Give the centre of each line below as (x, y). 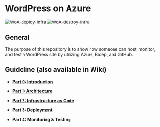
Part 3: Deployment (32, 110)
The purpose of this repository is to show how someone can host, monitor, (80, 49)
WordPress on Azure (48, 9)
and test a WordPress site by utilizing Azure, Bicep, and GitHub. (69, 54)
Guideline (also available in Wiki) (56, 70)
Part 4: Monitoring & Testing (41, 119)
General (18, 37)
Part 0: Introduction (33, 82)
